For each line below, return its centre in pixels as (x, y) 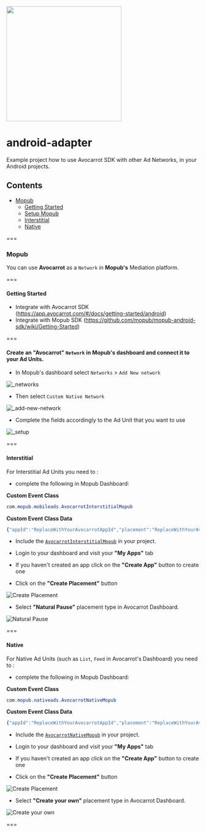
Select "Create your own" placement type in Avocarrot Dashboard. (100, 801)
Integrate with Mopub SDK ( (50, 320)
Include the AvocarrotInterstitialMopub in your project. (86, 541)
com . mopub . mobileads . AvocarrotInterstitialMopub (70, 506)
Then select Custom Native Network (60, 396)
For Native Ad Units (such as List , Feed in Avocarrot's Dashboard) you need (102, 658)
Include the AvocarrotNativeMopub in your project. (77, 735)
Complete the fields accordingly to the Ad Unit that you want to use (100, 420)
